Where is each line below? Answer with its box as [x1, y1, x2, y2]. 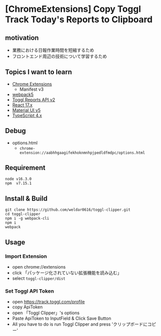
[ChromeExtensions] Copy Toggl [5, 3, 141, 15]
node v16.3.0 [5, 176, 32, 182]
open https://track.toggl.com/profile [12, 299, 85, 305]
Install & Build [5, 194, 48, 202]
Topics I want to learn [5, 68, 72, 76]
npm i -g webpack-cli [5, 216, 50, 221]
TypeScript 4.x [12, 112, 42, 118]
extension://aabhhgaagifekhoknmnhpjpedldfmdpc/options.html [19, 150, 145, 155]
